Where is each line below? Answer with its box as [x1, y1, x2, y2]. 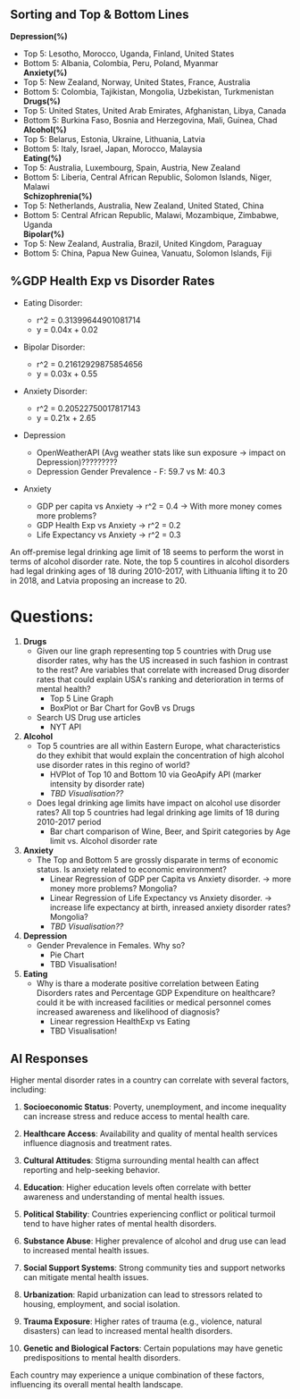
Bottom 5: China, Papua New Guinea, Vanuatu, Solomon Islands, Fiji [22, 248, 272, 258]
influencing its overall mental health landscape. [10, 1379, 184, 1390]
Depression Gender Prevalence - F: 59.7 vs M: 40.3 [36, 466, 226, 476]
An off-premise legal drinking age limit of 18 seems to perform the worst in [10, 546, 284, 557]
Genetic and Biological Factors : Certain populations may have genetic [22, 1343, 284, 1353]
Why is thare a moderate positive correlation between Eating [36, 978, 260, 989]
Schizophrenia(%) [22, 190, 93, 201]
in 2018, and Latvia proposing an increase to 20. [10, 575, 187, 586]
